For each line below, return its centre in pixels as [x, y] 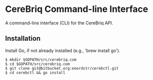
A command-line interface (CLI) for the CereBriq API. [59, 23]
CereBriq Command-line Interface [76, 9]
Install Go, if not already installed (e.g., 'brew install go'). [63, 50]
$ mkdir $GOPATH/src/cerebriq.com [41, 60]
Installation [23, 39]
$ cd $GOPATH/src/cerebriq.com [38, 64]
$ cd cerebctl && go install [35, 73]
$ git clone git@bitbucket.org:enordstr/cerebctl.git [62, 68]
